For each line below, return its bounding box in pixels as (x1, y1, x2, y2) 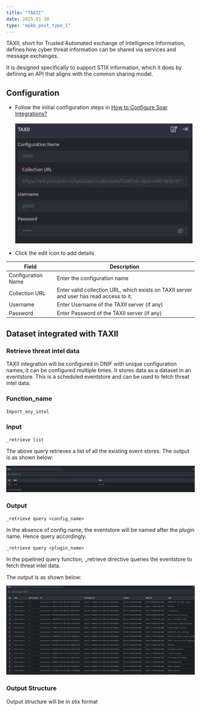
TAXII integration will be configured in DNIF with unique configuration (6, 360, 177, 367)
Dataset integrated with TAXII (6, 328, 118, 339)
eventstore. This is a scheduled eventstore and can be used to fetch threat (6, 373, 190, 380)
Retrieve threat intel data (6, 346, 80, 355)
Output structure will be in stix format (6, 698, 98, 705)
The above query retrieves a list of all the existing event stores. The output (6, 448, 190, 455)
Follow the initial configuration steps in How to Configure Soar (14, 104, 168, 111)
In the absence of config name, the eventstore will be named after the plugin (6, 526, 194, 534)
